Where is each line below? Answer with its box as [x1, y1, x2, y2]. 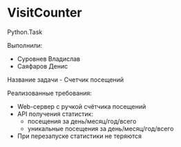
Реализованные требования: [7, 89, 92, 97]
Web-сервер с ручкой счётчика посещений [17, 102, 146, 110]
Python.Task [7, 28, 43, 36]
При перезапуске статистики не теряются [17, 132, 142, 140]
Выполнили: [7, 41, 43, 49]
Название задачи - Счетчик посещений [7, 75, 124, 84]
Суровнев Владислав [17, 54, 81, 63]
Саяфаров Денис [17, 62, 68, 70]
